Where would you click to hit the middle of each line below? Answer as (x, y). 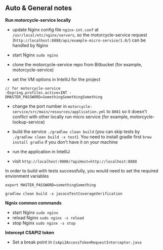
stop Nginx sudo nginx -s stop (44, 223)
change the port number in (40, 106)
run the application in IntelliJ (41, 151)
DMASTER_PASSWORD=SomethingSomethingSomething (54, 97)
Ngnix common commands (33, 203)
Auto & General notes (39, 8)
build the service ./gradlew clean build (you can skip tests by (76, 131)
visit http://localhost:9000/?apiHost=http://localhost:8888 (75, 161)
